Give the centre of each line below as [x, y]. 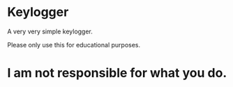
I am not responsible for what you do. [117, 73]
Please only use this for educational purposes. [74, 45]
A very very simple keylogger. [50, 31]
